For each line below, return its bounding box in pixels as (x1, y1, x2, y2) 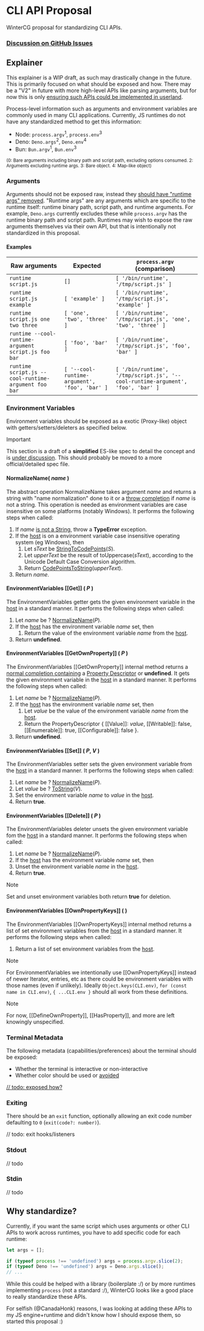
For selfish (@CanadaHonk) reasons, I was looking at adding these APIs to (6, 1305, 192, 1312)
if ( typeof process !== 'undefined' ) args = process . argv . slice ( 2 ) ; (6, 1258, 183, 1264)
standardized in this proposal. (6, 229, 81, 236)
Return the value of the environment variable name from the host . (24, 629, 188, 637)
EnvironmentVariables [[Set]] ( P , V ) (6, 747, 100, 754)
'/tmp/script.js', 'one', (115, 316, 191, 323)
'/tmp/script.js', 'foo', (115, 343, 191, 349)
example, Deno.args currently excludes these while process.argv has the (6, 210, 187, 217)
